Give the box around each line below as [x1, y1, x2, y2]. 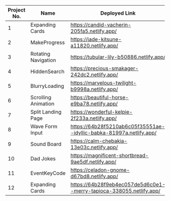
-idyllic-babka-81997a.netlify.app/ [70, 129, 157, 136]
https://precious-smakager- [70, 65, 139, 72]
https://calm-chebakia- [70, 137, 127, 144]
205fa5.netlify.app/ [70, 28, 117, 34]
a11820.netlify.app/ [70, 42, 118, 49]
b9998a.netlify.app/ [70, 86, 118, 92]
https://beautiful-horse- [70, 94, 129, 100]
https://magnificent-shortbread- [70, 152, 149, 159]
